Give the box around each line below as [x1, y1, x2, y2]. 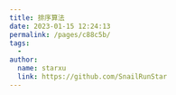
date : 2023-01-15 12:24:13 [9, 22, 111, 31]
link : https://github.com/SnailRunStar [17, 72, 168, 81]
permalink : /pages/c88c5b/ [9, 30, 111, 39]
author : [9, 55, 39, 64]
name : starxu [17, 64, 67, 73]
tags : [9, 38, 30, 48]
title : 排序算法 [9, 13, 65, 23]
